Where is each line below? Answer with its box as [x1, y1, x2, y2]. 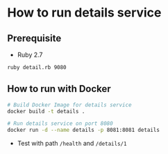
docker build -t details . [7, 108, 85, 115]
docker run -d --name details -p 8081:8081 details [7, 126, 160, 134]
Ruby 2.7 [17, 50, 43, 59]
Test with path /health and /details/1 [17, 139, 127, 148]
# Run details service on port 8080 [7, 120, 113, 127]
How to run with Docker [7, 83, 111, 95]
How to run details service [7, 5, 162, 21]
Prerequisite [7, 32, 62, 44]
